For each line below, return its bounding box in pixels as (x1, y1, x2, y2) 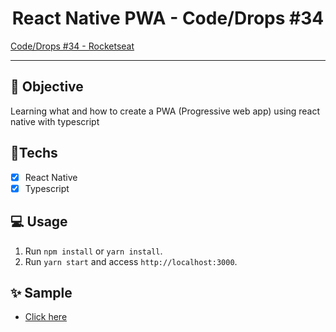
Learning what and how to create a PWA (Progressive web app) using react (10, 105, 320, 117)
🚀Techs (10, 145, 58, 162)
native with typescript (10, 115, 100, 127)
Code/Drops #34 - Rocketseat (10, 40, 135, 52)
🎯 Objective (10, 78, 84, 96)
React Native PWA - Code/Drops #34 (11, 7, 325, 30)
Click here (24, 311, 68, 323)
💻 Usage (10, 213, 68, 231)
